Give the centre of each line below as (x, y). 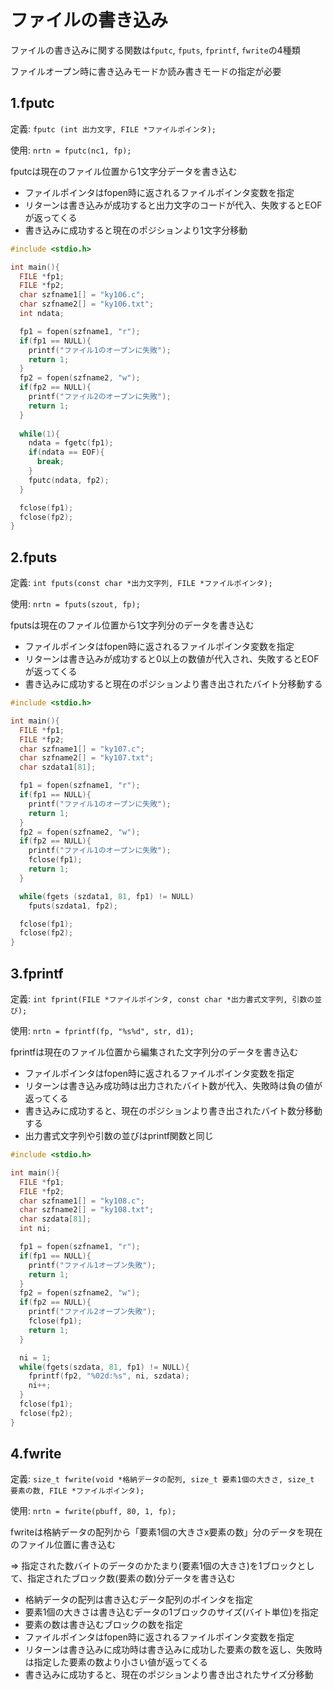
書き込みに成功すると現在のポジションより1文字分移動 (136, 230)
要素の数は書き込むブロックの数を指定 (103, 1625)
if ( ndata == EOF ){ (66, 452)
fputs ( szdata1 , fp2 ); (73, 906)
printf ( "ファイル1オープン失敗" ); (92, 1265)
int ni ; (35, 1229)
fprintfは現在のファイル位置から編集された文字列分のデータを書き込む (154, 1052)
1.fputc (32, 103)
